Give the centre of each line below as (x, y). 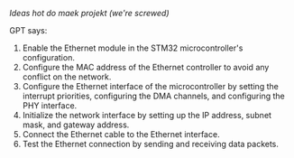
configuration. (48, 57)
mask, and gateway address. (76, 125)
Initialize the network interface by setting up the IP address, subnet (147, 115)
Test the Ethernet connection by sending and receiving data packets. (151, 144)
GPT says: (28, 30)
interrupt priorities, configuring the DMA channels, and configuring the (154, 96)
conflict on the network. (67, 77)
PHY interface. (50, 106)
